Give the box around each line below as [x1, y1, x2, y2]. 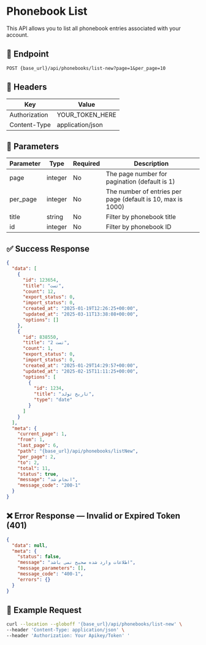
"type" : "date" [33, 397, 72, 403]
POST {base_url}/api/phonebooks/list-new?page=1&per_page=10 [6, 65, 166, 71]
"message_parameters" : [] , [17, 565, 86, 571]
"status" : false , [17, 554, 62, 560]
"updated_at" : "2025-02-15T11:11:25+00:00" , [22, 368, 139, 374]
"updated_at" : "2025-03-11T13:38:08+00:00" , [22, 311, 139, 317]
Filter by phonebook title [105, 213, 176, 222]
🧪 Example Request [6, 604, 82, 615]
